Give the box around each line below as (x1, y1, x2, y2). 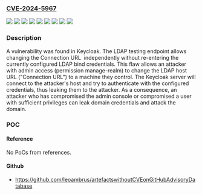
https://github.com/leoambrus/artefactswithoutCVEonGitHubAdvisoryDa (15, 176, 195, 183)
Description (6, 34, 42, 42)
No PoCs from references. (6, 149, 71, 156)
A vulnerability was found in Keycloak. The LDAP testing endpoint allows (6, 47, 187, 55)
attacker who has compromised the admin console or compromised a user (6, 92, 192, 100)
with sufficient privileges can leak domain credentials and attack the (6, 98, 177, 106)
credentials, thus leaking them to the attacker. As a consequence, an (6, 86, 177, 93)
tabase (15, 182, 33, 190)
